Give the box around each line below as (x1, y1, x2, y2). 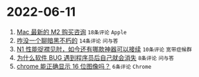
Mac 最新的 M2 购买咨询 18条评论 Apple (16, 27, 127, 36)
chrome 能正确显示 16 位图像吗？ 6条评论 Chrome (16, 62, 152, 70)
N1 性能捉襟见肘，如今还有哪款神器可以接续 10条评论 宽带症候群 (16, 45, 192, 53)
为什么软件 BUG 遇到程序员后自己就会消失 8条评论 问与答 (16, 53, 175, 62)
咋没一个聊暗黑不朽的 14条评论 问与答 (16, 36, 119, 45)
